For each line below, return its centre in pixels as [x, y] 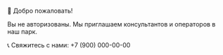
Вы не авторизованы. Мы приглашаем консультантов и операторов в [111, 24]
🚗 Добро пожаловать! [40, 11]
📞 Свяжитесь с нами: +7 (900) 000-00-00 [69, 45]
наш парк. [22, 32]
